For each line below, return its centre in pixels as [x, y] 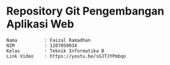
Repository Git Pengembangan [85, 11]
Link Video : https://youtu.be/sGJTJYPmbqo [66, 56]
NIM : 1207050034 [42, 46]
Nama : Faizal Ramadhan [49, 40]
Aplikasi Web [40, 24]
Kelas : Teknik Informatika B [55, 51]
